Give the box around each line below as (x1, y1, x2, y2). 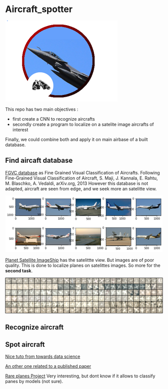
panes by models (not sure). (5, 378, 63, 384)
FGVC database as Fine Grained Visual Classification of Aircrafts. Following (5, 169, 160, 175)
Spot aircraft (5, 340, 45, 349)
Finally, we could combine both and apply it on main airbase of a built (5, 136, 148, 142)
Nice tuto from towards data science (5, 353, 80, 360)
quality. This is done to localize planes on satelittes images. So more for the (5, 262, 161, 268)
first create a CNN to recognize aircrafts (12, 116, 95, 122)
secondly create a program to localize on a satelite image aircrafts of (12, 121, 154, 127)
